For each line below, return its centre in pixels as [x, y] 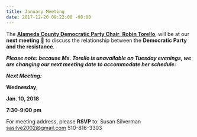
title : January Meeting [35, 12]
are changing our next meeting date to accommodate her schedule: [91, 64]
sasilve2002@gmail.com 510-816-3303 [54, 128]
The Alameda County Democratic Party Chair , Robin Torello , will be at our [98, 34]
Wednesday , [22, 87]
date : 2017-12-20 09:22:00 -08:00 [49, 17]
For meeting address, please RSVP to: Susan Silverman [74, 121]
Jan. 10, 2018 [23, 99]
